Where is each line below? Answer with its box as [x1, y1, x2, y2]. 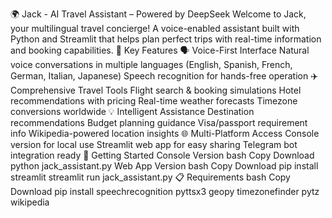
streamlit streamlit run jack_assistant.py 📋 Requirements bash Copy [10, 171, 291, 183]
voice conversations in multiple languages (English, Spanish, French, [10, 59, 293, 70]
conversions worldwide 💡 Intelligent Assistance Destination [10, 106, 255, 117]
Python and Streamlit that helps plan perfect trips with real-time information [10, 33, 322, 45]
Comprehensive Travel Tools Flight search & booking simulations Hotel [10, 84, 302, 96]
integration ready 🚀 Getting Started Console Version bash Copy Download [10, 149, 315, 161]
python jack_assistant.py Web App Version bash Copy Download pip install [10, 160, 319, 172]
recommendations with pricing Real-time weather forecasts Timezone [10, 95, 298, 107]
